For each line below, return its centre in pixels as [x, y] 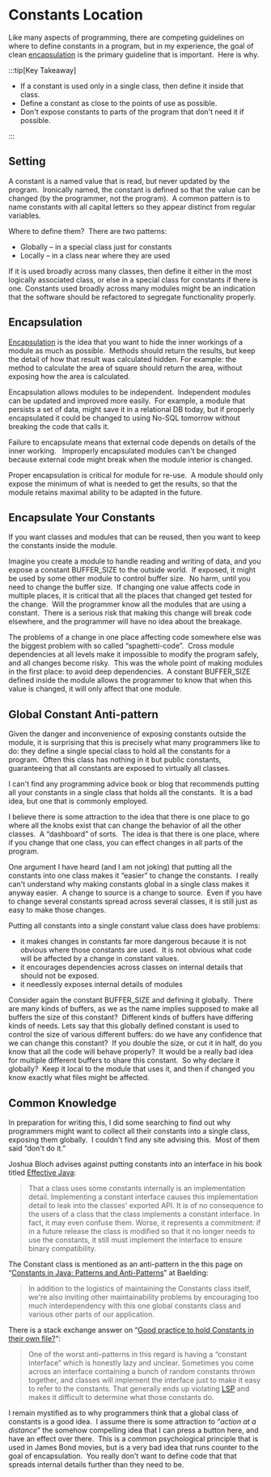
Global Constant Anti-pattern [84, 714]
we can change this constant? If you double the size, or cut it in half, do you [135, 1043]
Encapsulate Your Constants [82, 517]
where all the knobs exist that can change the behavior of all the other [125, 826]
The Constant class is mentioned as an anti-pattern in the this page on [125, 1264]
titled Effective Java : [42, 1173]
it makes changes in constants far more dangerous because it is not [133, 942]
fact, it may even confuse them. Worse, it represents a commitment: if [144, 1223]
